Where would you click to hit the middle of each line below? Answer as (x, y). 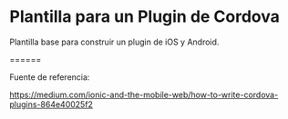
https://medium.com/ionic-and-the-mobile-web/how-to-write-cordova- (144, 94)
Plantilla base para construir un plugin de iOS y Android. (114, 42)
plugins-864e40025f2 (51, 104)
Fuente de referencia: (50, 77)
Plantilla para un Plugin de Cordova (145, 17)
